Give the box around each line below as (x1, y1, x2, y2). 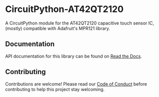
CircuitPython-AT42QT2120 (5, 3, 124, 15)
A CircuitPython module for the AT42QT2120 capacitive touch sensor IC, (5, 20, 154, 26)
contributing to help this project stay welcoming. (5, 86, 105, 92)
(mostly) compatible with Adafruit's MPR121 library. (5, 25, 110, 31)
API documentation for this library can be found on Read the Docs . (5, 53, 142, 59)
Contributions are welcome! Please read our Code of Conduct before (5, 81, 147, 87)
